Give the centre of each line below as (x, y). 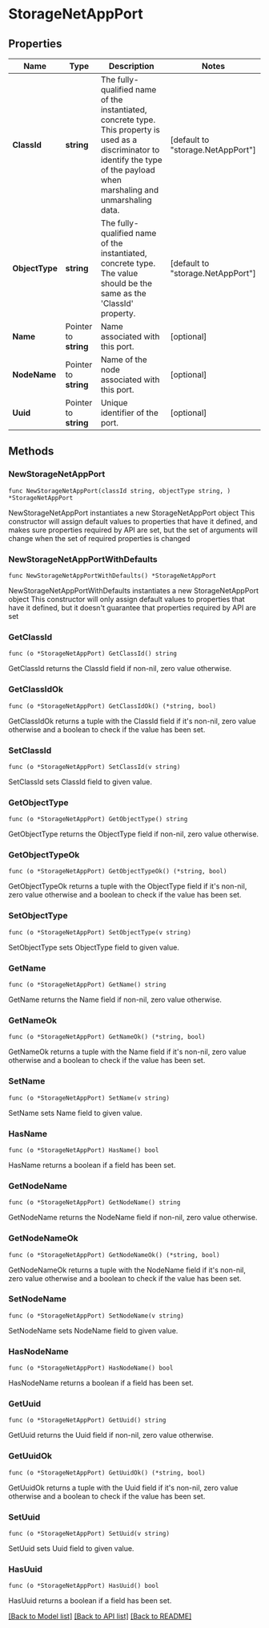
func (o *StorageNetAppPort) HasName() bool (84, 1150)
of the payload (128, 170)
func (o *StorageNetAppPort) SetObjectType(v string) (100, 932)
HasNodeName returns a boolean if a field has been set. (101, 1383)
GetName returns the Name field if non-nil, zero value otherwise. (115, 999)
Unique (114, 403)
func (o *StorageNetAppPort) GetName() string (87, 985)
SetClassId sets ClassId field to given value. (80, 781)
